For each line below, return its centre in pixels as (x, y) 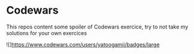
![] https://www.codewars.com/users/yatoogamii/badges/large (83, 45)
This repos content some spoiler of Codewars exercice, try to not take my (97, 27)
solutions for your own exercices (47, 33)
